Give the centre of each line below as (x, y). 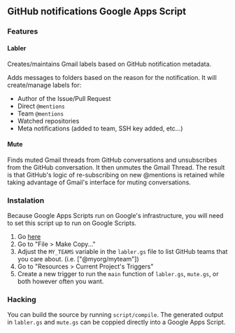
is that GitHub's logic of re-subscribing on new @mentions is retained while (116, 175)
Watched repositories (48, 121)
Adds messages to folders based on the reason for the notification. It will (112, 77)
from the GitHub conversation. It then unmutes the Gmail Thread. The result (116, 167)
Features (23, 32)
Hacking (22, 299)
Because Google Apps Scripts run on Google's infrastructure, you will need (115, 216)
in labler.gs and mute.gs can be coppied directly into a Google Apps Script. (116, 322)
